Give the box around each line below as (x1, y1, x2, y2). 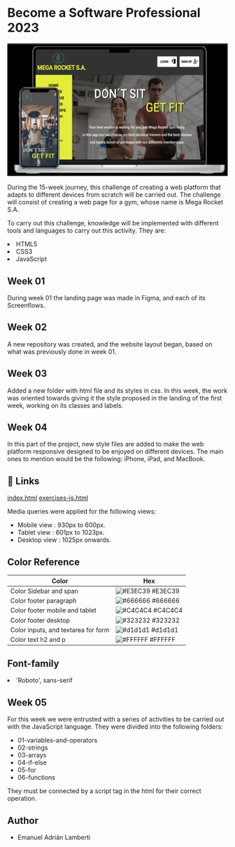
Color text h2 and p (10, 636, 66, 643)
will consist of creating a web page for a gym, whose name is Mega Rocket (7, 198, 224, 206)
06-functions (17, 773, 56, 782)
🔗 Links (7, 475, 40, 487)
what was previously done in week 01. (7, 347, 117, 356)
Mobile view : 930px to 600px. (17, 521, 106, 529)
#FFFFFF (149, 636, 176, 643)
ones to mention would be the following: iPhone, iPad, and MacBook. (7, 455, 206, 463)
